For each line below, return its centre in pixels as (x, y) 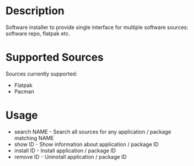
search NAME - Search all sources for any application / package (93, 132)
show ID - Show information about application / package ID (86, 144)
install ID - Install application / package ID (65, 150)
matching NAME (34, 138)
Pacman (24, 91)
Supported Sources (55, 58)
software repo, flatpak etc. (38, 33)
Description (35, 11)
